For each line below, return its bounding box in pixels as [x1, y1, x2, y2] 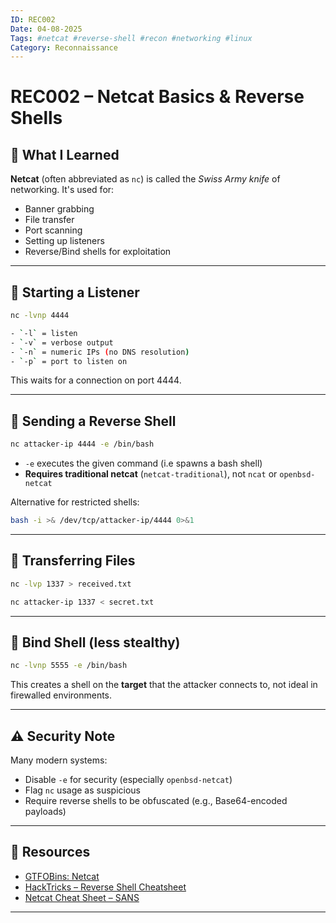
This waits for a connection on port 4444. [10, 374, 182, 386]
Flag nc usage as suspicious [24, 784, 141, 796]
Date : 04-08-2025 [10, 24, 83, 34]
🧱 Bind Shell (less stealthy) [10, 634, 181, 651]
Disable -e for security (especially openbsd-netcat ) [24, 774, 233, 786]
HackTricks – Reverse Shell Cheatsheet [24, 881, 187, 893]
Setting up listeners [24, 235, 105, 247]
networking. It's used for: [10, 184, 115, 196]
